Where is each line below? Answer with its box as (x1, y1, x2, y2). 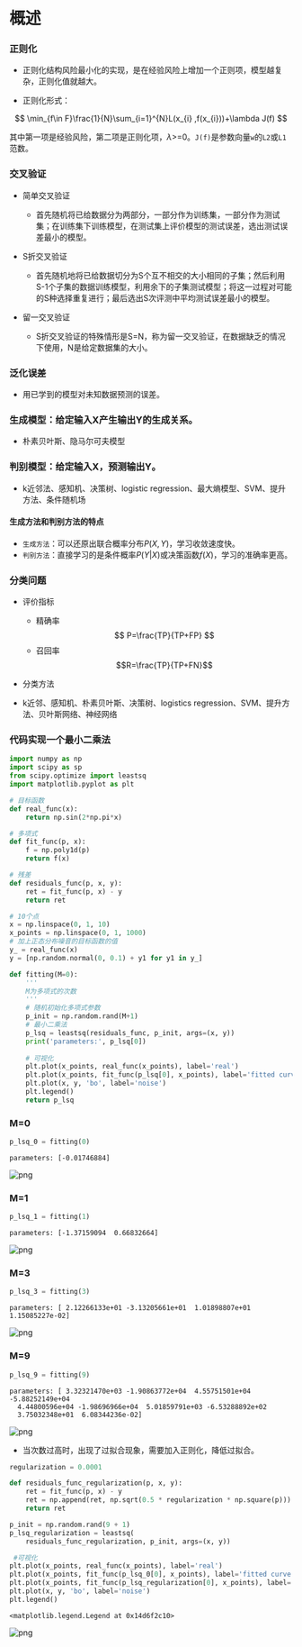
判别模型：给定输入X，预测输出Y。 (9, 460, 162, 473)
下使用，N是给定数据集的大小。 (35, 341, 153, 352)
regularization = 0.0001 (9, 1462, 102, 1471)
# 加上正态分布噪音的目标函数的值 (9, 937, 119, 946)
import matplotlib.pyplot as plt (9, 780, 135, 789)
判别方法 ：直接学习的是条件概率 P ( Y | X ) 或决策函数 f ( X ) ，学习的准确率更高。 (22, 549, 293, 560)
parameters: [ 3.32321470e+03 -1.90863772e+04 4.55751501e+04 (9, 1387, 252, 1396)
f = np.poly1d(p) (25, 846, 91, 855)
